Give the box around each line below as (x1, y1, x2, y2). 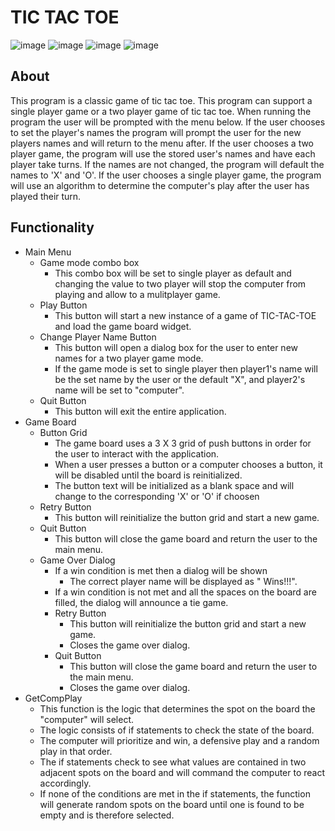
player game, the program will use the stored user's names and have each (10, 147, 316, 160)
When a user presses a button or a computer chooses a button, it (54, 458, 323, 470)
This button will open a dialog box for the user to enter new (54, 341, 298, 353)
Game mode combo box (39, 256, 140, 268)
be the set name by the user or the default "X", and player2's (54, 373, 306, 385)
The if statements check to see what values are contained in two (39, 756, 307, 768)
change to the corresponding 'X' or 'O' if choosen (54, 490, 260, 502)
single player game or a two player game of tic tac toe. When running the (10, 105, 312, 117)
